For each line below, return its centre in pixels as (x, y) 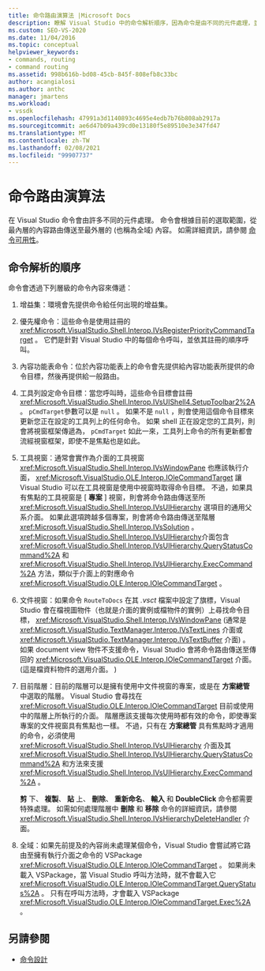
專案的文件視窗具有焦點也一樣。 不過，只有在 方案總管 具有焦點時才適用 (136, 725)
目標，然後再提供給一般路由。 (75, 376)
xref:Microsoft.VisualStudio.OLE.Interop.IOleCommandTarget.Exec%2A (135, 902)
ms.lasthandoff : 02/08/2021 (54, 148)
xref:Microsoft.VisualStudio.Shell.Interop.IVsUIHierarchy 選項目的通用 (132, 507)
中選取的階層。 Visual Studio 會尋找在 (81, 696)
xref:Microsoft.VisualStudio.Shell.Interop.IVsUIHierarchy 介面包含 (124, 537)
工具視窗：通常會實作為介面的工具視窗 (82, 458)
